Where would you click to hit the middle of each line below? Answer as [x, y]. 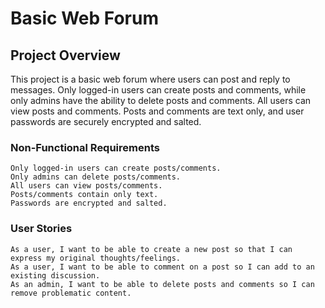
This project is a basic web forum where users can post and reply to [150, 79]
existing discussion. [55, 275]
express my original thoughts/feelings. [96, 258]
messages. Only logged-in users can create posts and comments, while [158, 90]
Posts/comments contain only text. [84, 195]
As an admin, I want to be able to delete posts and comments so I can [162, 284]
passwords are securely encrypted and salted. [106, 121]
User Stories [41, 229]
